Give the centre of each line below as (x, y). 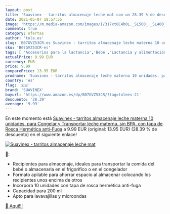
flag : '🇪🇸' (18, 85)
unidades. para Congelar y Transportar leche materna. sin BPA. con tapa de (84, 124)
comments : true (21, 29)
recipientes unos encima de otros (47, 180)
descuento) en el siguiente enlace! (41, 135)
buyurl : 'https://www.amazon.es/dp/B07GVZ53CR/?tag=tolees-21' (73, 95)
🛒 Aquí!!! (14, 206)
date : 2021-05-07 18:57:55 (34, 19)
